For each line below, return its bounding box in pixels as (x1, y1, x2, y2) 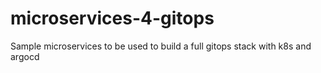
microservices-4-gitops (10, 7, 215, 30)
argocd (10, 50, 40, 62)
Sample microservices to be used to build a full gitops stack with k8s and (10, 40, 312, 52)
